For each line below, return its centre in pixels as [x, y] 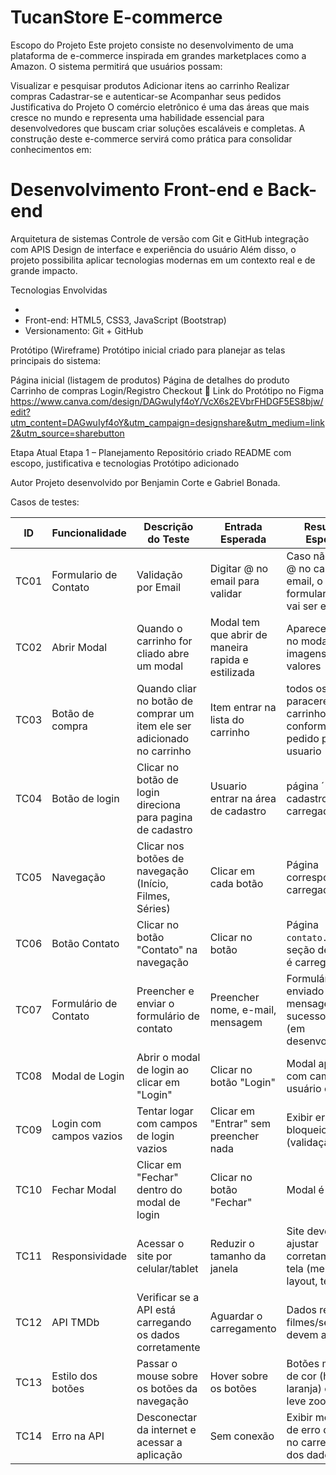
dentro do [159, 1189]
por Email [159, 587]
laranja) [304, 1388]
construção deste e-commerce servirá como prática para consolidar [151, 138]
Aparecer [308, 628]
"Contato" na [167, 949]
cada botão [236, 883]
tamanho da [238, 1256]
